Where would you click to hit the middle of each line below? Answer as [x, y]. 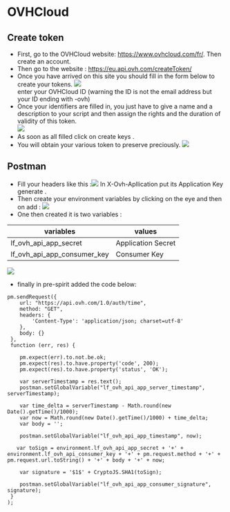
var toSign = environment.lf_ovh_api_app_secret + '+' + [100, 448]
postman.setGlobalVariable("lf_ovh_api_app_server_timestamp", [113, 388]
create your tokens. [45, 84]
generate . [32, 191]
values [146, 231]
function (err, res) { [43, 345]
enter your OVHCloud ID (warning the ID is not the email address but [114, 92]
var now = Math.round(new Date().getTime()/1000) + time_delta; [114, 418]
